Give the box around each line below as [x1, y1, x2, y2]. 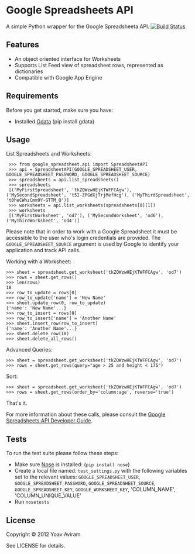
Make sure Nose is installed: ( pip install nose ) [14, 461, 130, 468]
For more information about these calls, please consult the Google [6, 411, 166, 418]
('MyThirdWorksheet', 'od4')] [6, 218, 80, 224]
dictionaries [14, 68, 43, 75]
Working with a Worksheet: [6, 258, 71, 265]
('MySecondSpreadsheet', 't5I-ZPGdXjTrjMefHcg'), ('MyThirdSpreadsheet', [6, 192, 190, 198]
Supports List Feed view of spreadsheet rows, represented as [14, 61, 164, 68]
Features [6, 40, 39, 50]
